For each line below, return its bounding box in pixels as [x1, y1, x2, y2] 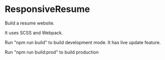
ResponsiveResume [5, 3, 90, 15]
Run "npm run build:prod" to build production [5, 49, 99, 55]
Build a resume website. [5, 20, 55, 26]
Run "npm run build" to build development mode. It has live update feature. [5, 39, 161, 45]
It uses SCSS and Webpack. [5, 29, 63, 35]
